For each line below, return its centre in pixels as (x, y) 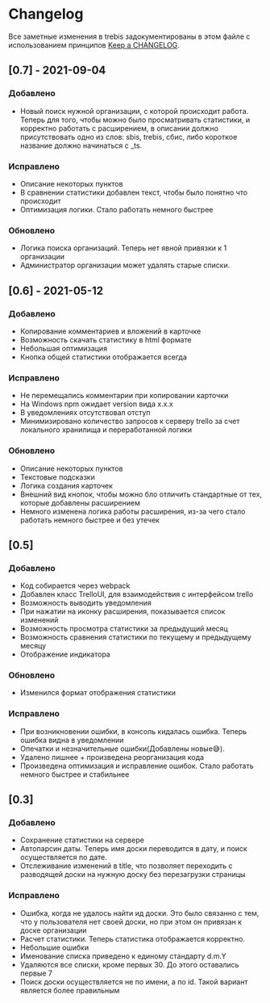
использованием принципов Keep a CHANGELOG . (94, 44)
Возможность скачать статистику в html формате (106, 339)
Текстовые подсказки (57, 476)
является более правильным (70, 990)
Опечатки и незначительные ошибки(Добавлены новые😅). (123, 749)
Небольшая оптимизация (63, 348)
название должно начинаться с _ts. (81, 145)
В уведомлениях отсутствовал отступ (85, 413)
